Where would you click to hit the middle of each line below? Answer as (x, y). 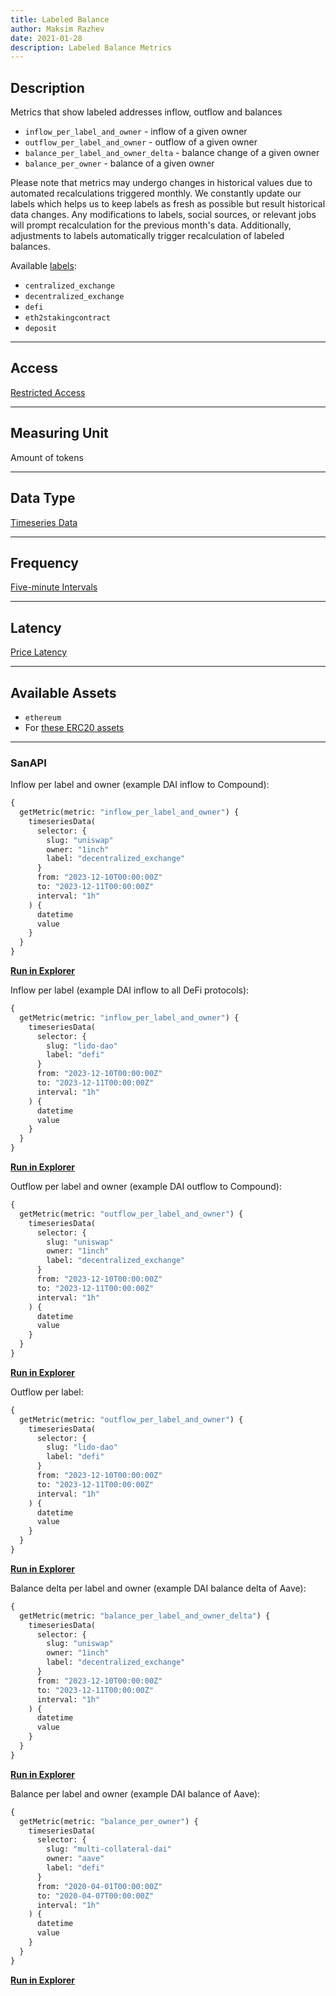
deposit (40, 329)
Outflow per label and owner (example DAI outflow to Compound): (146, 1187)
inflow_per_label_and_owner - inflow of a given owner (136, 132)
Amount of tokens (47, 457)
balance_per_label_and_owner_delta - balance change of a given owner (172, 153)
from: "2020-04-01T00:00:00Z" (99, 1886)
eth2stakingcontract (67, 318)
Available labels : (43, 266)
